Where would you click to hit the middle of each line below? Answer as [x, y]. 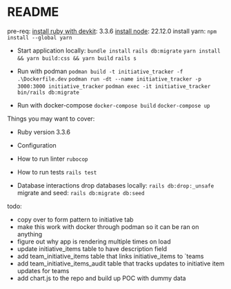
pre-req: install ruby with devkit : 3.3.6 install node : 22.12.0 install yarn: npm [112, 31]
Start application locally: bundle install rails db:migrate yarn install [119, 50]
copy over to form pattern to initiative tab [75, 219]
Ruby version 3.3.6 [44, 132]
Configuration [37, 145]
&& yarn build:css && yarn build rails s [77, 58]
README [33, 12]
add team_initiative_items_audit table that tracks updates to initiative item [121, 263]
